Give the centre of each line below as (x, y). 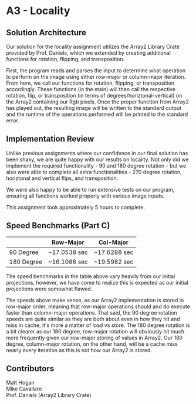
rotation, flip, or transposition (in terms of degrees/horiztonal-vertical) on (94, 96)
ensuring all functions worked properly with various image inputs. (85, 196)
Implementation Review (50, 139)
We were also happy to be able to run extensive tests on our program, (90, 189)
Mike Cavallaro (24, 389)
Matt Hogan (21, 383)
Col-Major (114, 242)
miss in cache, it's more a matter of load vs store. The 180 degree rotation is (98, 325)
